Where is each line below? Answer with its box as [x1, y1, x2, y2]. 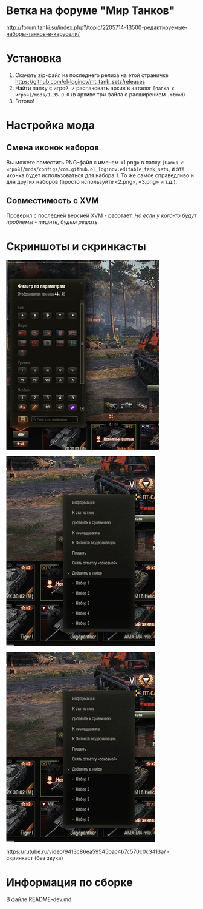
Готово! [14, 97, 35, 104]
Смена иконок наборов [6, 143, 100, 153]
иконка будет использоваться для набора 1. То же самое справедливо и [6, 171, 195, 179]
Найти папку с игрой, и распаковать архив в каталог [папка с [14, 84, 175, 92]
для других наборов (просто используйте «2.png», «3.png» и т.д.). [6, 178, 178, 185]
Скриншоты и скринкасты [6, 239, 146, 253]
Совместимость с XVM [6, 195, 99, 206]
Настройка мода [6, 119, 95, 132]
